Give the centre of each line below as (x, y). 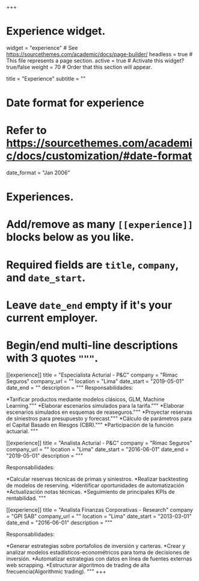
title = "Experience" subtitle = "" (46, 78)
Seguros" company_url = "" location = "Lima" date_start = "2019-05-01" (95, 381)
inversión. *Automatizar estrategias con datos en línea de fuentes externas (99, 558)
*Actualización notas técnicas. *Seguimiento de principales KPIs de (91, 491)
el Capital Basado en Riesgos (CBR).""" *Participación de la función (90, 425)
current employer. (52, 318)
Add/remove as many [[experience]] (100, 225)
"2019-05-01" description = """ (45, 455)
